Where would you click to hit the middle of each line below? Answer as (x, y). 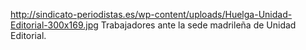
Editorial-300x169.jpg (54, 25)
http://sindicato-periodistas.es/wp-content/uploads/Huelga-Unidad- (151, 14)
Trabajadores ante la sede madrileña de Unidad (198, 25)
